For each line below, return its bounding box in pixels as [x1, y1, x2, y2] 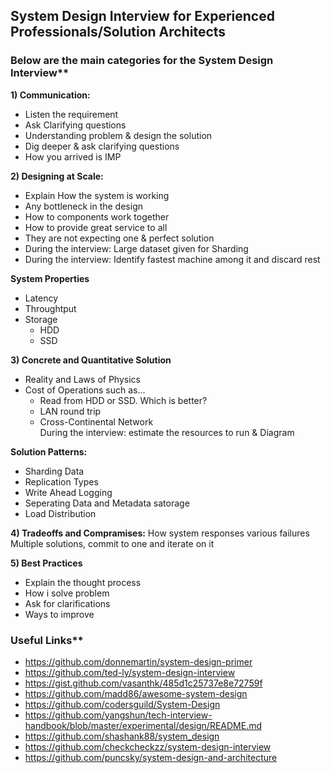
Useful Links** [10, 633, 84, 647]
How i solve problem [24, 587, 110, 599]
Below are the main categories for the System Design [10, 54, 274, 68]
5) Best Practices [10, 557, 83, 569]
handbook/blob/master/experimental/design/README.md [24, 719, 263, 731]
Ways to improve [24, 608, 95, 620]
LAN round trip [39, 405, 102, 417]
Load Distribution [24, 507, 97, 519]
